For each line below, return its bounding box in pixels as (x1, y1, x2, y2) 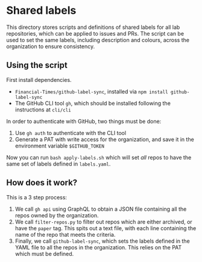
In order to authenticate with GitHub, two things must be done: (6, 117, 162, 125)
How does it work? (6, 178, 78, 188)
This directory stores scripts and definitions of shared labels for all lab (6, 23, 180, 31)
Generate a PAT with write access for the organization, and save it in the (14, 136, 194, 143)
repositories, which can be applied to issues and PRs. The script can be (6, 30, 185, 37)
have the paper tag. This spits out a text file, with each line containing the (14, 224, 197, 232)
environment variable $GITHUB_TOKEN (14, 142, 104, 149)
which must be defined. (14, 250, 74, 257)
